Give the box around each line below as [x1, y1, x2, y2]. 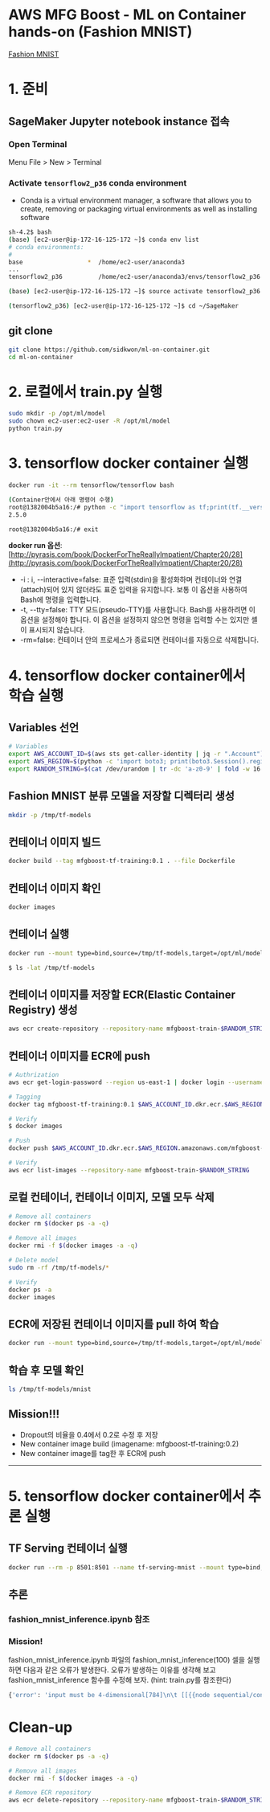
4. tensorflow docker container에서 [8, 666, 246, 685]
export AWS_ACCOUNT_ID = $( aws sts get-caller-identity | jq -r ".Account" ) [8, 750, 264, 759]
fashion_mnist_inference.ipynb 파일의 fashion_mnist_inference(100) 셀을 [8, 1655, 245, 1665]
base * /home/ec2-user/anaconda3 [8, 258, 185, 266]
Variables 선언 [8, 721, 79, 734]
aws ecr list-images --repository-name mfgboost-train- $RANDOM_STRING [8, 1166, 250, 1174]
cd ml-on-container [8, 353, 74, 361]
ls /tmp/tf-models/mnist [8, 1385, 92, 1393]
